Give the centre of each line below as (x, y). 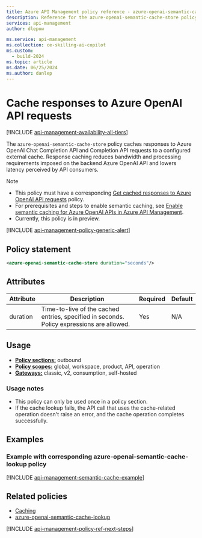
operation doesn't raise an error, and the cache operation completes (99, 414)
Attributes (26, 282)
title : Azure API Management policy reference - (68, 12)
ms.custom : (20, 51)
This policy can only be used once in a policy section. (81, 401)
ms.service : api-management (41, 40)
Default (182, 299)
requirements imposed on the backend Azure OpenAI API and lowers (91, 163)
